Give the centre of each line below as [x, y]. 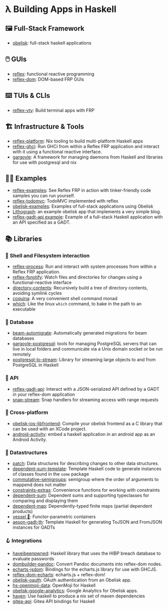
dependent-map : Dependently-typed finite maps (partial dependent [82, 506]
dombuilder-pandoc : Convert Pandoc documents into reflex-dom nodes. [87, 564]
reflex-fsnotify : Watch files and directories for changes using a [77, 277]
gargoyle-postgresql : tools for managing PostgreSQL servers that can [85, 344]
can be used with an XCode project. [49, 429]
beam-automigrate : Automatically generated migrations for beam [79, 333]
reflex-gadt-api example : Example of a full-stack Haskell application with [88, 217]
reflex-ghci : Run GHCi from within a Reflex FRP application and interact [86, 146]
